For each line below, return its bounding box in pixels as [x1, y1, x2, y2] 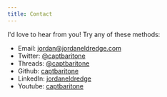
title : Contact [7, 10, 53, 18]
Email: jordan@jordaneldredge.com [17, 44, 122, 52]
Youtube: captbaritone [17, 81, 84, 90]
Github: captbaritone [17, 66, 79, 75]
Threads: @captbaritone [17, 58, 90, 68]
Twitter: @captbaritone [17, 51, 86, 60]
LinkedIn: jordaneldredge [17, 74, 91, 83]
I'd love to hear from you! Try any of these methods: [7, 30, 161, 39]
